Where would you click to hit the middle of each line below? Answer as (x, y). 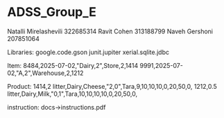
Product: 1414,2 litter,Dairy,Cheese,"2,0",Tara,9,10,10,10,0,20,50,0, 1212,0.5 (112, 86)
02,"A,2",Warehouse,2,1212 (45, 73)
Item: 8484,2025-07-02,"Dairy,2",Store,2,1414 (73, 65)
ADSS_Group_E (52, 12)
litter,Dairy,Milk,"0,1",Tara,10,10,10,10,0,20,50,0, (72, 94)
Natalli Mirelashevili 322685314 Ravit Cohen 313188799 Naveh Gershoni (110, 31)
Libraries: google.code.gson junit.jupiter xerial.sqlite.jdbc (88, 52)
